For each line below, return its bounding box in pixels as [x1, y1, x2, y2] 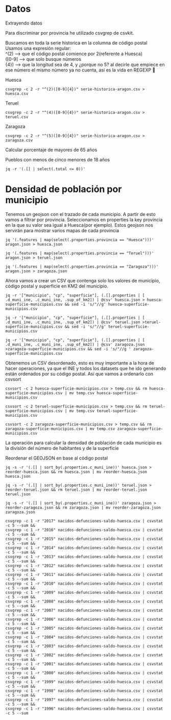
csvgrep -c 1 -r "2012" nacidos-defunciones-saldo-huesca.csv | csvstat [5, 563, 163, 568]
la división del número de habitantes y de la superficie [5, 445, 119, 451]
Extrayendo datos [5, 20, 42, 26]
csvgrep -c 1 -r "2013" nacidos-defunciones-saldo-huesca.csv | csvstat [5, 554, 163, 559]
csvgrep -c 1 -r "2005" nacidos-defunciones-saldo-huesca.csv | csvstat [5, 626, 163, 631]
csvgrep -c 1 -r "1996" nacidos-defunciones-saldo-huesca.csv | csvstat [5, 706, 163, 711]
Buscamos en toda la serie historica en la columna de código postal [5, 39, 148, 46]
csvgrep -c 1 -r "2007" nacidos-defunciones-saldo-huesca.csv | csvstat [5, 608, 163, 613]
